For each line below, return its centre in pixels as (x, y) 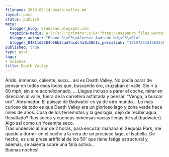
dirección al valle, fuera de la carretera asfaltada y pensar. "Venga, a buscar (84, 97)
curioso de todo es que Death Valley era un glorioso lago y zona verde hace (84, 107)
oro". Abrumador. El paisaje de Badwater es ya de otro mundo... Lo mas (79, 102)
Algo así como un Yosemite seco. (40, 123)
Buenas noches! (22, 150)
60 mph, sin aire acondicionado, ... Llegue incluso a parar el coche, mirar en (84, 91)
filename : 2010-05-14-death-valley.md (46, 10)
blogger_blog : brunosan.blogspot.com (49, 29)
